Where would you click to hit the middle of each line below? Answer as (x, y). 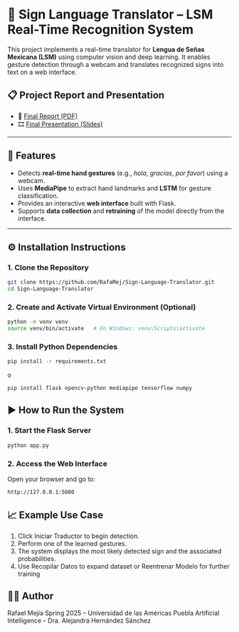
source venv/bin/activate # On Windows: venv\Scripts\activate (106, 329)
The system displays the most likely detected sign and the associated (119, 551)
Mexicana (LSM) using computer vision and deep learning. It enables (109, 57)
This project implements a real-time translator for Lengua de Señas (106, 49)
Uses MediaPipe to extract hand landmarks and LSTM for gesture (115, 188)
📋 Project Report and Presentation (86, 95)
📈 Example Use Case (55, 515)
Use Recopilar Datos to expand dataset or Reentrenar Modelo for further (123, 566)
